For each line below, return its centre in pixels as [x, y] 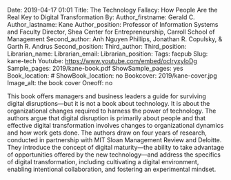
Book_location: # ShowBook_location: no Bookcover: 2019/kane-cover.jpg [112, 76]
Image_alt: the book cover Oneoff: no [60, 83]
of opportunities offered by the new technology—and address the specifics [114, 155]
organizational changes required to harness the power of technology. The [112, 111]
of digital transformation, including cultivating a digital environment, [103, 162]
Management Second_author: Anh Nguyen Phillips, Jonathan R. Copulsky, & [115, 39]
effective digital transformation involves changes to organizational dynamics [115, 125]
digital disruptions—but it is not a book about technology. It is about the [109, 103]
